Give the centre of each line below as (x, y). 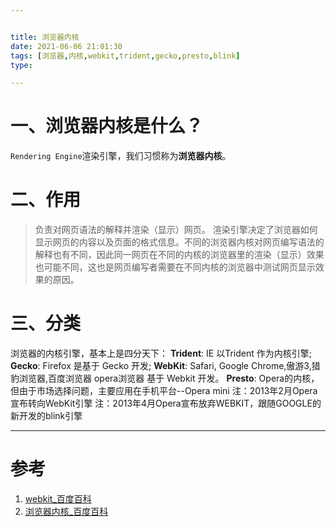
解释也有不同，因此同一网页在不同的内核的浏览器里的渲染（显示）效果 (179, 255)
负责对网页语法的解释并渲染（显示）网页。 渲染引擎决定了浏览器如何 (176, 230)
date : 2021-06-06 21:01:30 (66, 46)
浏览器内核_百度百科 (66, 511)
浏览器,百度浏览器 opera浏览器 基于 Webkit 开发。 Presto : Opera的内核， (169, 378)
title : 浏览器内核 (45, 37)
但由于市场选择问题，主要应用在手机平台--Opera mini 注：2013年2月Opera (164, 391)
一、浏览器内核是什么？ (107, 126)
